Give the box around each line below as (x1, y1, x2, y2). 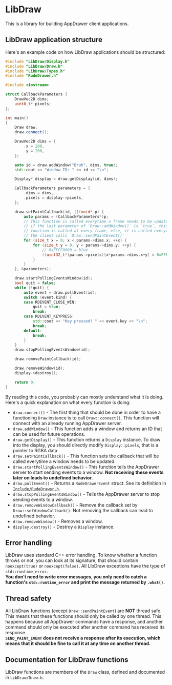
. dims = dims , (24, 191, 54, 196)
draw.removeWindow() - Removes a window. (12, 518, 103, 524)
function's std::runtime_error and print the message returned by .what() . (5, 579, 165, 586)
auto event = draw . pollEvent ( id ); (24, 290, 97, 295)
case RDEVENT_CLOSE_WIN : (24, 299, 77, 305)
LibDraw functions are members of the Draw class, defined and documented (5, 669, 165, 675)
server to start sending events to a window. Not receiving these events (12, 469, 164, 475)
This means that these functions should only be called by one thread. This (5, 613, 162, 619)
